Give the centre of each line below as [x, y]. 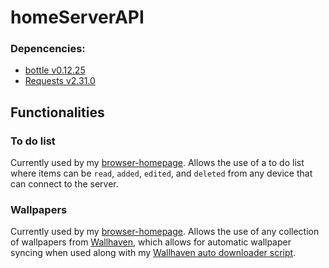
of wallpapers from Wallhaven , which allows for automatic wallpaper [151, 242]
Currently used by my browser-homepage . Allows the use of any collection [165, 232]
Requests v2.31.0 [60, 81]
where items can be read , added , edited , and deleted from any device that [161, 173]
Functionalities [57, 112]
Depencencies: [48, 49]
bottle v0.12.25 [55, 70]
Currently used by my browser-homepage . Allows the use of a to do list [157, 163]
